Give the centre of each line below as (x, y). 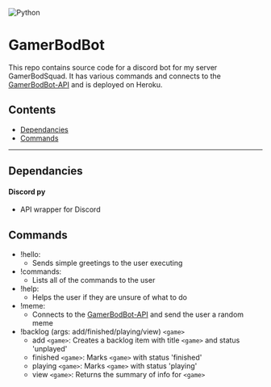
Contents (32, 110)
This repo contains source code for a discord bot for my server (113, 67)
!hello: (30, 254)
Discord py (27, 191)
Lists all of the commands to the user (94, 280)
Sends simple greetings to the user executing (107, 263)
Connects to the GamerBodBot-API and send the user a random (138, 314)
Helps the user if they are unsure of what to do (110, 297)
